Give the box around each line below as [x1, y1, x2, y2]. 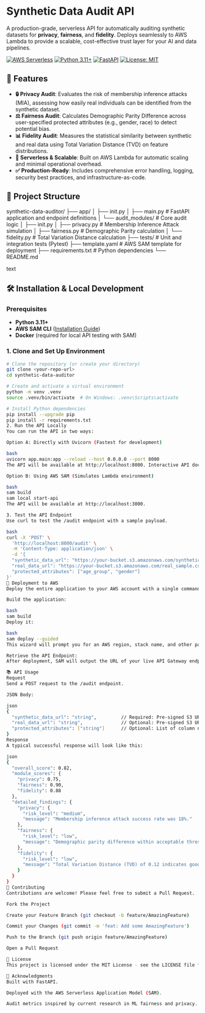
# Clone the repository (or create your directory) [6, 361, 140, 367]
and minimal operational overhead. [15, 160, 103, 168]
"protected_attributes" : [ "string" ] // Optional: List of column [12, 725, 195, 732]
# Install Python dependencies [6, 406, 86, 412]
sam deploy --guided [6, 636, 59, 642]
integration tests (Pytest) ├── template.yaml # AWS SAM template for [6, 240, 182, 247]
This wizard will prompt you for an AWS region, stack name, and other [6, 641, 192, 648]
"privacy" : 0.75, [17, 776, 62, 782]
